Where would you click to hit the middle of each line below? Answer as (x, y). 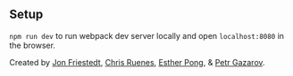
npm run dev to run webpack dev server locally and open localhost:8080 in (146, 35)
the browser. (33, 45)
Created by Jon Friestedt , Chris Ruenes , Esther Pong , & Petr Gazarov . (137, 62)
